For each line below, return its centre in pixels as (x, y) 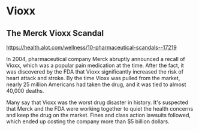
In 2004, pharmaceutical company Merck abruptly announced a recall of (96, 59)
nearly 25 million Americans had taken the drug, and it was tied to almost (96, 84)
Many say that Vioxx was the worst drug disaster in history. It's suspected (97, 102)
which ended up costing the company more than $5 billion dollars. (88, 121)
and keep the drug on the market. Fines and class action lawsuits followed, (98, 115)
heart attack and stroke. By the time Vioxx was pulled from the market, (93, 78)
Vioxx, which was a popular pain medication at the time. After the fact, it (95, 65)
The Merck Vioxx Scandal (55, 33)
